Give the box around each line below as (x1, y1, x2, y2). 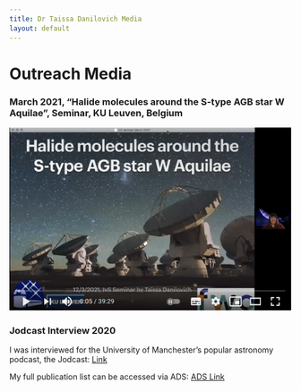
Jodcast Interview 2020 (9, 324, 116, 336)
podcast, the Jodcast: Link (9, 354, 107, 365)
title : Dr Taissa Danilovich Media (9, 14, 142, 23)
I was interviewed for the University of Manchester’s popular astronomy (9, 344, 274, 355)
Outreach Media (9, 64, 132, 84)
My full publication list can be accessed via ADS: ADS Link (9, 371, 226, 382)
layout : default (9, 23, 70, 33)
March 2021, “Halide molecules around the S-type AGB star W (9, 95, 285, 107)
